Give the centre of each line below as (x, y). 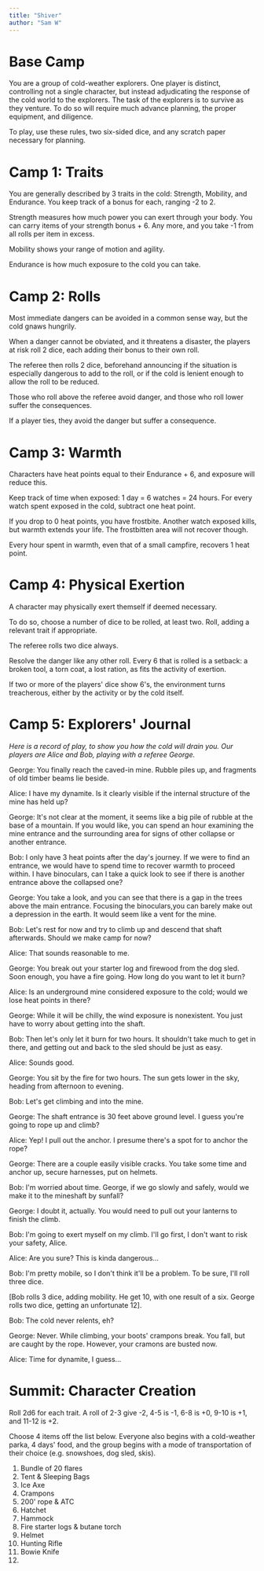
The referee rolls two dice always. (64, 646)
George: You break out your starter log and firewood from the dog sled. (124, 968)
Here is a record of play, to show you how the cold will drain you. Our (121, 747)
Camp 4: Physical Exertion (97, 585)
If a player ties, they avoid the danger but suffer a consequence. (113, 420)
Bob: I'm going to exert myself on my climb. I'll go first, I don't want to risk (128, 1235)
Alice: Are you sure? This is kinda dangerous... (84, 1258)
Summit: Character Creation (103, 1391)
